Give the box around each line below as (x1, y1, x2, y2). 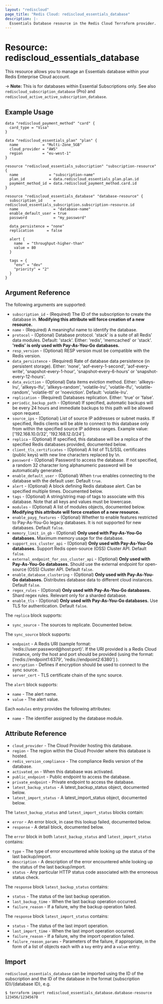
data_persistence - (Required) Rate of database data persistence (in (12, 358, 150, 364)
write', (12, 368, 25, 374)
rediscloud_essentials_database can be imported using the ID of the (5, 971, 143, 977)
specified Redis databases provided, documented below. (12, 441, 127, 447)
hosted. (12, 753, 28, 759)
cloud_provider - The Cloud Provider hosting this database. (12, 742, 133, 748)
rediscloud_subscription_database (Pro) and (5, 89, 95, 95)
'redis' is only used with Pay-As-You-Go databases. (12, 342, 120, 348)
